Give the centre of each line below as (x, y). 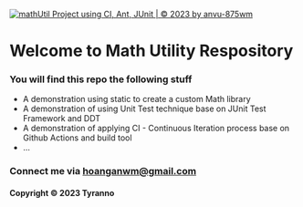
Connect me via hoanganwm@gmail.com (103, 171)
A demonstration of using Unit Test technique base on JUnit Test (144, 109)
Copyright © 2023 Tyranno (62, 193)
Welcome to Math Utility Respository (151, 51)
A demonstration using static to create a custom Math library (136, 99)
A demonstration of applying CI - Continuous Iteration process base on (156, 129)
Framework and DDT (62, 119)
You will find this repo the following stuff (101, 79)
